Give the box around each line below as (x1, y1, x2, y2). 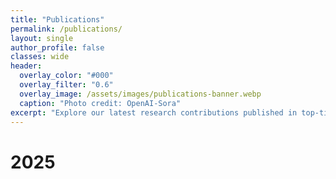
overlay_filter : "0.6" (19, 80, 114, 90)
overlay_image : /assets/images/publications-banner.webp (19, 89, 262, 99)
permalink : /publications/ (10, 24, 123, 34)
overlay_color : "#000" (19, 71, 114, 81)
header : (10, 61, 43, 71)
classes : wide (10, 52, 70, 62)
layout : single (10, 33, 74, 43)
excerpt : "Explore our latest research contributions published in (10, 107, 298, 118)
